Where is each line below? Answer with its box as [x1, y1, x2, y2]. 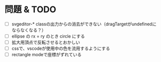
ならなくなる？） [11, 27, 46, 33]
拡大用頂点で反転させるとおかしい [11, 40, 80, 45]
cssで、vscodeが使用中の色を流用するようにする [11, 45, 110, 51]
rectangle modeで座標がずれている [11, 52, 82, 58]
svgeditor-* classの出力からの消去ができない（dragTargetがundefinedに [11, 21, 157, 27]
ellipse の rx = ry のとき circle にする [11, 33, 85, 39]
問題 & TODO [4, 4, 56, 15]
